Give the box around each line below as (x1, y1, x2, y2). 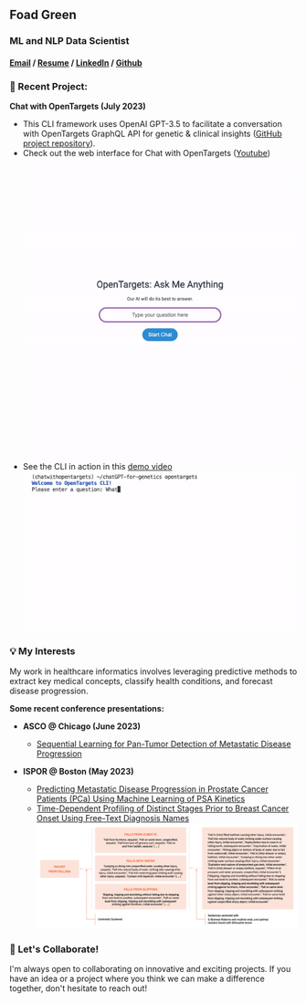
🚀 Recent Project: (9, 79, 89, 92)
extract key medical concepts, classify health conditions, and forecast (9, 675, 273, 686)
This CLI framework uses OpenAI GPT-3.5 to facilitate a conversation (22, 119, 283, 130)
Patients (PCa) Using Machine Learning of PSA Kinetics (36, 793, 246, 804)
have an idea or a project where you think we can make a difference (9, 973, 265, 985)
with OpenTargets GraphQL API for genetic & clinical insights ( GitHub (22, 128, 282, 140)
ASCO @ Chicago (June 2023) (22, 721, 142, 732)
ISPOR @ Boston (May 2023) (22, 765, 134, 776)
